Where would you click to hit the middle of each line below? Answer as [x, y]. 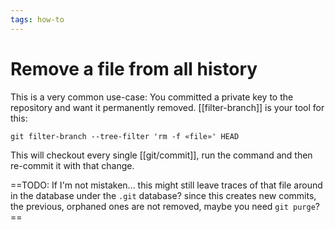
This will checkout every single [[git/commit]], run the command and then [161, 155]
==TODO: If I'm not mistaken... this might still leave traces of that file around [166, 185]
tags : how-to [37, 19]
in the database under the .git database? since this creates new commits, [163, 195]
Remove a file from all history [134, 68]
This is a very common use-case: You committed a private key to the [152, 97]
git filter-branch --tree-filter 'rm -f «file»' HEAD [125, 136]
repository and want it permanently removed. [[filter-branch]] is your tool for [167, 107]
